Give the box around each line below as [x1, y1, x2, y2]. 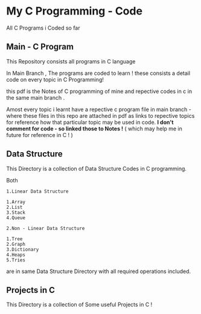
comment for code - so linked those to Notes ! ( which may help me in [6, 125, 182, 132]
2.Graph [6, 241, 26, 247]
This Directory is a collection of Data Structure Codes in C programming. [6, 165, 187, 172]
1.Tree [6, 235, 23, 242]
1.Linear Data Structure [6, 188, 69, 194]
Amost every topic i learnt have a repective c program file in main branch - [6, 106, 191, 113]
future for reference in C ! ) [6, 131, 74, 138]
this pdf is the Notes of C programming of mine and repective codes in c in [6, 88, 192, 95]
